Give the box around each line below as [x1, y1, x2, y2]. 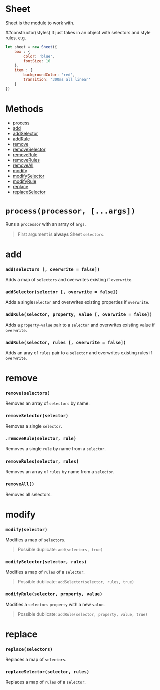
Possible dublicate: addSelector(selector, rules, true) [17, 579, 134, 585]
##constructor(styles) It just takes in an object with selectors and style [5, 29, 151, 35]
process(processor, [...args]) [5, 206, 136, 216]
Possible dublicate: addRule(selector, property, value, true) [17, 611, 148, 617]
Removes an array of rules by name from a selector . [5, 469, 115, 475]
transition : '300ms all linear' [23, 77, 91, 82]
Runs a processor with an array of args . [5, 221, 86, 227]
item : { [14, 68, 33, 73]
